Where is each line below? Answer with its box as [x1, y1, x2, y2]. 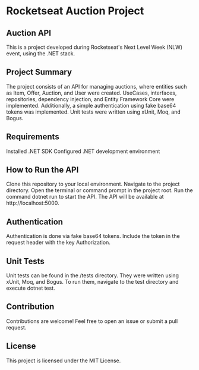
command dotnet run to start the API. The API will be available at [6, 193, 165, 200]
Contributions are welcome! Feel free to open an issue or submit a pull [6, 317, 178, 325]
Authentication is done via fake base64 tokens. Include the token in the [6, 233, 180, 240]
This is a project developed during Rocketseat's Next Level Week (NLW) [6, 43, 183, 51]
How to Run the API [6, 165, 79, 175]
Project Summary [6, 67, 72, 77]
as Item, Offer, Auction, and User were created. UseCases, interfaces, [6, 89, 177, 96]
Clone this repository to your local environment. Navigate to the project [6, 180, 180, 188]
